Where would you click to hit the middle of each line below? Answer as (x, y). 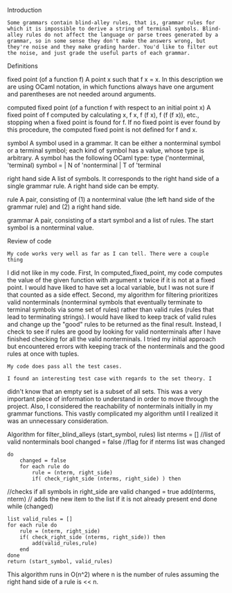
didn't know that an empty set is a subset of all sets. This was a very (105, 392)
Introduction (25, 10)
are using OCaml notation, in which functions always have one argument (110, 87)
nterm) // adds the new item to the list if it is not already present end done (112, 499)
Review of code (29, 241)
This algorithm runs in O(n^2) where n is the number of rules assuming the (113, 574)
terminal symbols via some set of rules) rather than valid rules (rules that (111, 309)
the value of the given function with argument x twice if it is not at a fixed (111, 280)
